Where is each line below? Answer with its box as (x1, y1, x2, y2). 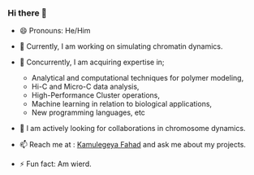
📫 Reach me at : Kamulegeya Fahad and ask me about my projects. (19, 140, 247, 150)
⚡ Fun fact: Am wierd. (19, 159, 93, 169)
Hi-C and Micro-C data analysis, (31, 81, 140, 92)
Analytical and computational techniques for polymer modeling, (31, 73, 244, 83)
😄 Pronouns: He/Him (19, 26, 91, 36)
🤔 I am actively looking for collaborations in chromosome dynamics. (19, 124, 246, 133)
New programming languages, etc (31, 107, 145, 117)
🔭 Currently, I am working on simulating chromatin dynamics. (19, 42, 224, 51)
